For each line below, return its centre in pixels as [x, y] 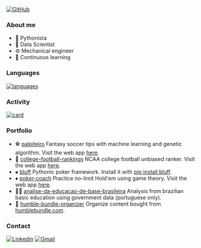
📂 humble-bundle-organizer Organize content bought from [88, 204]
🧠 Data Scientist [35, 45]
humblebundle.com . [40, 211]
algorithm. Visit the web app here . [57, 153]
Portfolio [19, 130]
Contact [18, 226]
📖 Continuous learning [43, 57]
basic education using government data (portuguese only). [88, 198]
